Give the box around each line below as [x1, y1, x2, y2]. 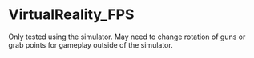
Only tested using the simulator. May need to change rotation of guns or [8, 32, 246, 41]
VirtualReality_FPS [8, 6, 135, 24]
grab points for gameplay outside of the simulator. [8, 40, 174, 49]
